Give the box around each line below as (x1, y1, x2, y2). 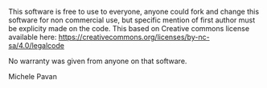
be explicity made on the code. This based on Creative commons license (8, 24, 250, 33)
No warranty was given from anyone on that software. (8, 56, 187, 66)
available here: (8, 32, 57, 42)
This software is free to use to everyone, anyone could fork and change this (8, 7, 260, 16)
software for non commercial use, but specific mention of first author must (8, 15, 256, 25)
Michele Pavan (8, 72, 58, 81)
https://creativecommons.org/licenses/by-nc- (58, 32, 211, 42)
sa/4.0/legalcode (8, 41, 64, 50)
